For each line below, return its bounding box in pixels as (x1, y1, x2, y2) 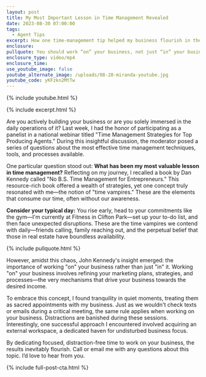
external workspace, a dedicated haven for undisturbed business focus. (6, 327, 188, 335)
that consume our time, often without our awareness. (6, 195, 140, 202)
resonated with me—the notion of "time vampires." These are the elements (6, 188, 195, 196)
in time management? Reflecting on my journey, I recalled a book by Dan (6, 169, 192, 177)
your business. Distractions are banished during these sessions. (6, 314, 169, 322)
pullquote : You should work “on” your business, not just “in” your (6, 49, 185, 55)
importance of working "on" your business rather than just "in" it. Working (6, 263, 193, 270)
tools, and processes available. (6, 151, 85, 158)
